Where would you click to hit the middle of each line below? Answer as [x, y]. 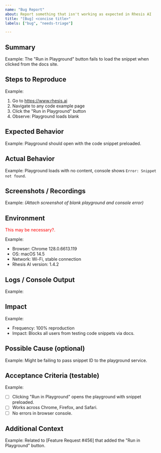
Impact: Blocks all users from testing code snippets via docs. [73, 333]
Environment [25, 218]
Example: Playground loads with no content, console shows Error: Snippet [81, 170]
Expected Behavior [35, 132]
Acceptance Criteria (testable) [52, 376]
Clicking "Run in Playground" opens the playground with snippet [77, 397]
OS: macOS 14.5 [28, 254]
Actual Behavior [30, 159]
